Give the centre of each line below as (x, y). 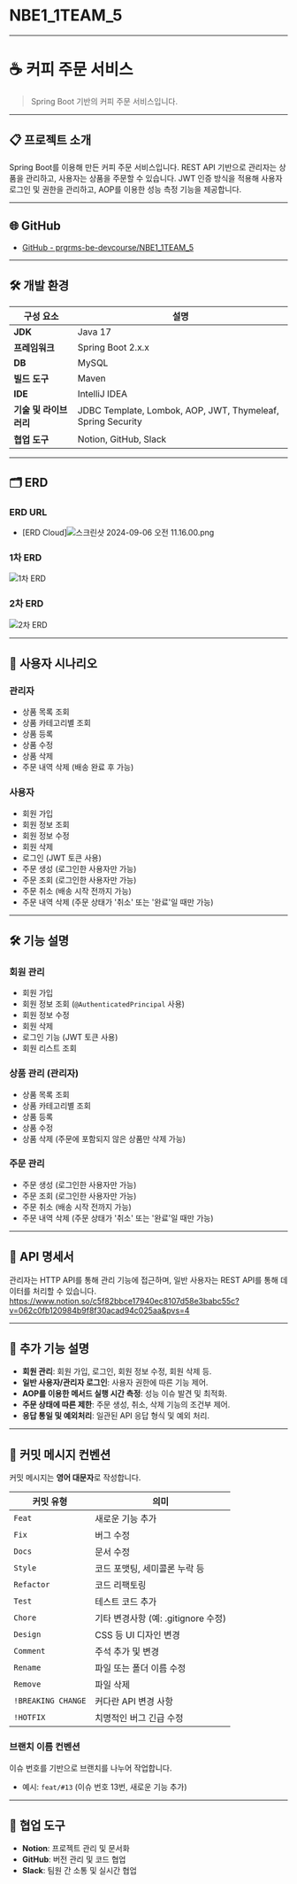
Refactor (32, 1585)
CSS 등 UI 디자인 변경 (137, 1635)
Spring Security (110, 421)
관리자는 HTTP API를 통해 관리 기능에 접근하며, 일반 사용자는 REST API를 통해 (144, 1279)
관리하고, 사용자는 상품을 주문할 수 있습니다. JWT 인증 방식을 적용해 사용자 (154, 178)
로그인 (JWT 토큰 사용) (61, 857)
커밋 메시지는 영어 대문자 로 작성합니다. (75, 1478)
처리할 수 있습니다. (65, 1291)
